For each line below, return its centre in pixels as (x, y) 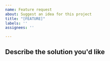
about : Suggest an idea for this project (49, 14)
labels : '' (16, 23)
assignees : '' (20, 28)
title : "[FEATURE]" (25, 19)
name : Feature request (28, 10)
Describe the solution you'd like (55, 52)
